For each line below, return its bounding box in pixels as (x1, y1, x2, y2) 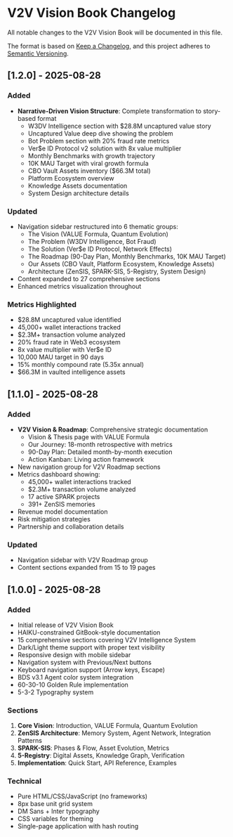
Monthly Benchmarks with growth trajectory (27, 151, 156, 160)
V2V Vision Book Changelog (7, 5, 176, 21)
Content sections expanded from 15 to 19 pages (17, 564, 156, 572)
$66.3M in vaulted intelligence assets (17, 368, 126, 377)
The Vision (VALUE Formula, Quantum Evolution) (27, 230, 168, 238)
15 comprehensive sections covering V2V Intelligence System (17, 635, 197, 644)
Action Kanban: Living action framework (27, 455, 145, 463)
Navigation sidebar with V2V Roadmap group (17, 556, 149, 564)
